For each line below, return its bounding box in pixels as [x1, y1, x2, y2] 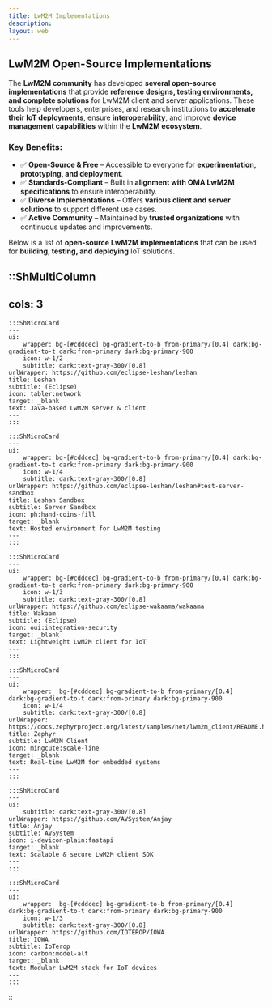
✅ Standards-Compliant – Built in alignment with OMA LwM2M [19, 177, 235, 187]
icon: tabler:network [8, 389, 82, 398]
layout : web [8, 27, 49, 35]
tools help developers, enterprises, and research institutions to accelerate [8, 104, 256, 114]
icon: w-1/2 [23, 354, 63, 363]
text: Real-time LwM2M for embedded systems [8, 758, 161, 766]
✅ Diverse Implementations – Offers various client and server [19, 195, 231, 205]
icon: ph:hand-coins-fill [8, 510, 96, 518]
